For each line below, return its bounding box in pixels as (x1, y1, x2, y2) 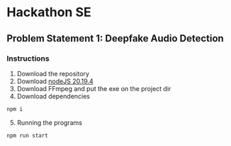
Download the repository (16, 69, 90, 78)
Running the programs (16, 118, 83, 127)
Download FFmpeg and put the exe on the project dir (16, 84, 171, 92)
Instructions (6, 54, 50, 63)
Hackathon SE (6, 4, 91, 20)
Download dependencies (16, 92, 90, 100)
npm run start (6, 132, 49, 139)
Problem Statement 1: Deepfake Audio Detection (6, 32, 224, 44)
